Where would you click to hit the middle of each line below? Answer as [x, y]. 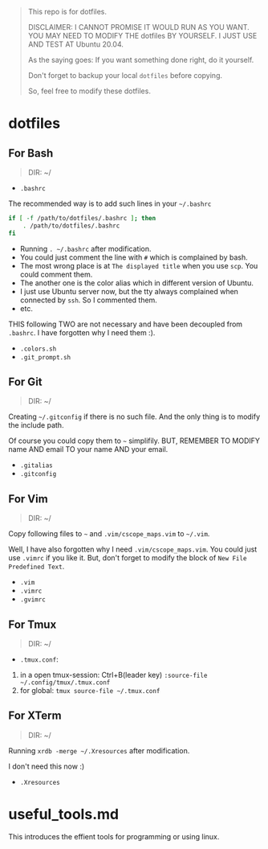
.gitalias [37, 466]
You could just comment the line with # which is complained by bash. [134, 257]
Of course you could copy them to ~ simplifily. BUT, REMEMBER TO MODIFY [134, 441]
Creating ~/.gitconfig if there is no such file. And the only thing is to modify [134, 416]
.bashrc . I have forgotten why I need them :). [82, 332]
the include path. [36, 425]
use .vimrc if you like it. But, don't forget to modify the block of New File [128, 558]
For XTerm [35, 716]
